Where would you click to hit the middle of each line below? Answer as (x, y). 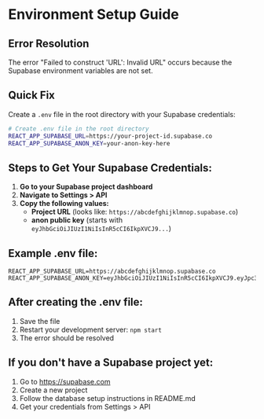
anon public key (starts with (77, 220)
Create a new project (53, 390)
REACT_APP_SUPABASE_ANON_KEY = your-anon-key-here (89, 143)
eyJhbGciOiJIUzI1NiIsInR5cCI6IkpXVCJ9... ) (101, 229)
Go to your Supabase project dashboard (86, 187)
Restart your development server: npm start (91, 329)
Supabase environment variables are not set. (81, 71)
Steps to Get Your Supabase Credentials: (110, 168)
